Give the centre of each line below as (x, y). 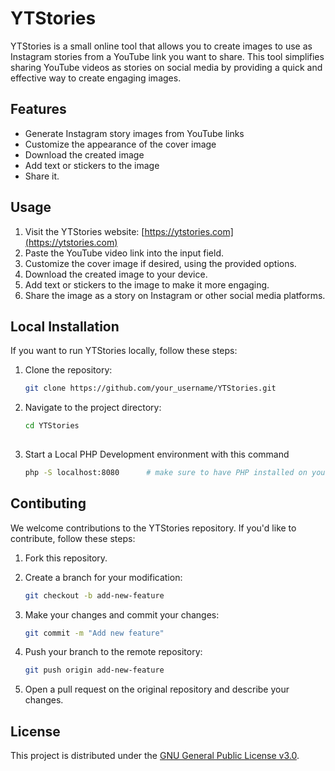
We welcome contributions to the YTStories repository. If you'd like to (153, 528)
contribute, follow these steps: (73, 538)
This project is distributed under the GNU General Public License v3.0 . (155, 756)
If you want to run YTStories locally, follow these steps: (124, 351)
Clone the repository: (68, 370)
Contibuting (48, 503)
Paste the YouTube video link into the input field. (124, 253)
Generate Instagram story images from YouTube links (134, 133)
